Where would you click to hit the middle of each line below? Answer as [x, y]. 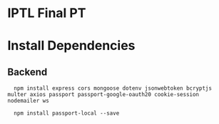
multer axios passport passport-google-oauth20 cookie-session [103, 95]
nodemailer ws [29, 101]
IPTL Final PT [47, 13]
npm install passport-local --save [67, 113]
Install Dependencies [71, 46]
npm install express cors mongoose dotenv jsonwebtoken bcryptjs [113, 88]
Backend [27, 72]
